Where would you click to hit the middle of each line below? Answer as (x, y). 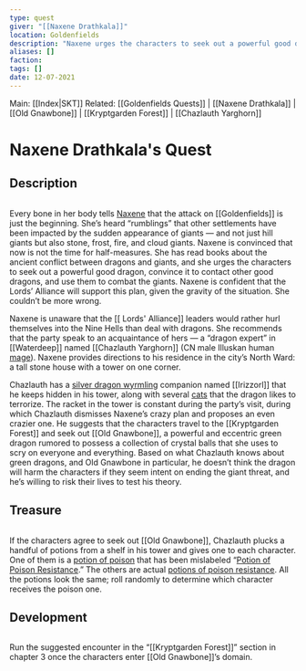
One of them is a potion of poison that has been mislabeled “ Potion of (140, 560)
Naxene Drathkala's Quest (111, 149)
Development (49, 617)
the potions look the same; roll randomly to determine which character (141, 579)
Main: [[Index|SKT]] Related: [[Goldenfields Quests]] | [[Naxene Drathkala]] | (153, 103)
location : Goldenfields (55, 35)
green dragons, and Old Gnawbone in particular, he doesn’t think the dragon (153, 462)
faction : (26, 60)
